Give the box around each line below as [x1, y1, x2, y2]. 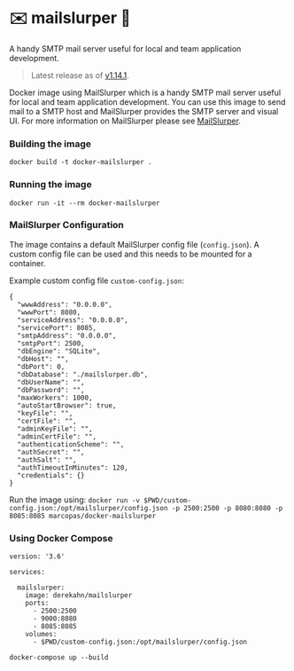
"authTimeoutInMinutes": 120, [17, 463, 128, 472]
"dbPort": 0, [17, 362, 66, 371]
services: [9, 568, 46, 577]
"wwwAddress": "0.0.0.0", [17, 300, 113, 309]
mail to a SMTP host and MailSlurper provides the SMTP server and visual [9, 106, 279, 116]
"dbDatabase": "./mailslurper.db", [17, 370, 149, 379]
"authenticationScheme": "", [17, 439, 125, 449]
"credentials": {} [17, 470, 86, 480]
